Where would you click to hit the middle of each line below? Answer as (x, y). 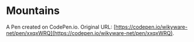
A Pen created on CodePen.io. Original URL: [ (61, 27)
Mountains (33, 11)
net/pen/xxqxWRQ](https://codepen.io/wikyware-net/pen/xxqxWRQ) (89, 33)
